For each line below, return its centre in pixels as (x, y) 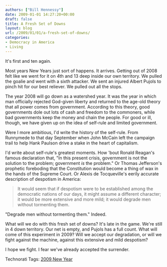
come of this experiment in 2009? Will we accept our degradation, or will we (83, 234)
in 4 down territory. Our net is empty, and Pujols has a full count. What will (81, 229)
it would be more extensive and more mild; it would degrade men (84, 199)
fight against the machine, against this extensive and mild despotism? (77, 240)
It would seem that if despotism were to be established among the (85, 189)
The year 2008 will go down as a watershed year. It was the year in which (81, 96)
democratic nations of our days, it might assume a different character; (89, 194)
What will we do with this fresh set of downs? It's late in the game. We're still (84, 224)
